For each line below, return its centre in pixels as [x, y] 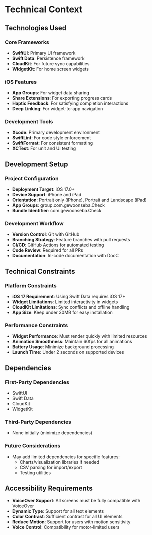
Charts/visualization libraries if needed [60, 462]
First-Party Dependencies [37, 382]
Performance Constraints [37, 325]
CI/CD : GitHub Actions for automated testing [58, 245]
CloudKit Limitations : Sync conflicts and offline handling [71, 307]
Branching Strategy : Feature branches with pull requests [71, 240]
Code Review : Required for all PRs [48, 250]
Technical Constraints [40, 271]
